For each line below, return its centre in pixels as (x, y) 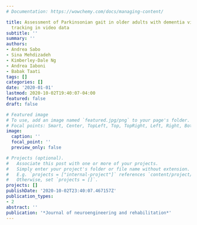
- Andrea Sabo (23, 50)
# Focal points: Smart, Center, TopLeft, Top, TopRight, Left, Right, (94, 126)
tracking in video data (40, 28)
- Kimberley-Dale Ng (31, 60)
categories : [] (25, 82)
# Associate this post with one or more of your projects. (82, 163)
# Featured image (27, 115)
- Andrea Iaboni (26, 66)
